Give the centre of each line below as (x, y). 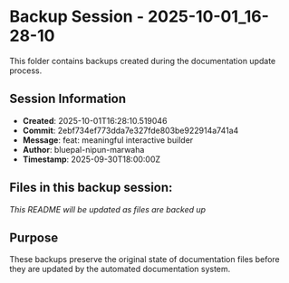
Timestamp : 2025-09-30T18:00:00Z (92, 159)
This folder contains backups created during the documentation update (143, 61)
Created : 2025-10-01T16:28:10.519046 (95, 120)
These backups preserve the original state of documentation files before (145, 259)
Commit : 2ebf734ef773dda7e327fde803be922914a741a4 (130, 130)
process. (26, 71)
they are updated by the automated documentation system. (120, 269)
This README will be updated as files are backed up (108, 209)
